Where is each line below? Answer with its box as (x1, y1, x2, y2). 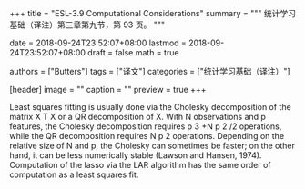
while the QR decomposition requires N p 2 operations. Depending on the (9, 131, 285, 141)
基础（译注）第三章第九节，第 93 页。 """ (9, 19, 166, 30)
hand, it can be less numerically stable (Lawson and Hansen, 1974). (9, 150, 262, 161)
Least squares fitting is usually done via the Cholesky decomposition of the (9, 102, 291, 112)
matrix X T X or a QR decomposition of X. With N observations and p (9, 112, 267, 122)
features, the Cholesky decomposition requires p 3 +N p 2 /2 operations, (9, 121, 282, 132)
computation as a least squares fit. (9, 169, 139, 180)
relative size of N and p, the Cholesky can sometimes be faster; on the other (9, 140, 296, 151)
